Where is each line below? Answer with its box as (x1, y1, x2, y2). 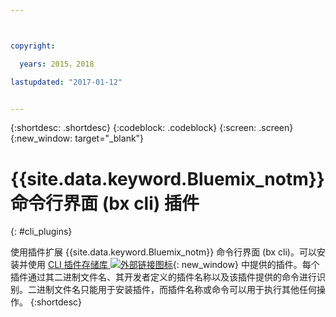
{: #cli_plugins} (10, 226, 73, 238)
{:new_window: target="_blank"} (10, 132, 145, 145)
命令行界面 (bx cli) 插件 (10, 192, 200, 215)
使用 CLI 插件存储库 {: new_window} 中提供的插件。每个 (27, 259, 320, 271)
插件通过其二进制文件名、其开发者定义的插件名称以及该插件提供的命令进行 (10, 271, 317, 283)
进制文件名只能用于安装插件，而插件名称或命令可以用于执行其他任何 (36, 284, 317, 296)
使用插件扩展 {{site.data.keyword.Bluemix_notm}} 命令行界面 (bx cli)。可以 (10, 246, 317, 258)
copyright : (10, 41, 56, 51)
